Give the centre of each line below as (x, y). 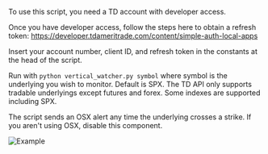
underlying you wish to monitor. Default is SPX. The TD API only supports (130, 84)
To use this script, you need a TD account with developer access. (117, 12)
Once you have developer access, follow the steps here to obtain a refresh (132, 27)
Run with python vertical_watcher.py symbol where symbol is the (118, 75)
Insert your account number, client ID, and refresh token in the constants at (133, 51)
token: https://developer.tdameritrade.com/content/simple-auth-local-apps (133, 36)
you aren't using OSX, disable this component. (86, 125)
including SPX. (33, 101)
